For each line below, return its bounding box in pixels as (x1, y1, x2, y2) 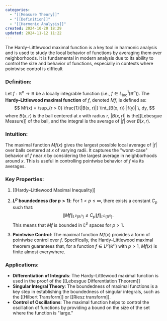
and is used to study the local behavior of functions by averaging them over (5, 50, 162, 56)
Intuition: (5, 130, 28, 137)
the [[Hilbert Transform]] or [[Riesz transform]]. (12, 294, 111, 300)
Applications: (5, 261, 39, 268)
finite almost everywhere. (12, 249, 65, 255)
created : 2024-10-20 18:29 (5, 26, 62, 31)
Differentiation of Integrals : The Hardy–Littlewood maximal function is (12, 273, 159, 279)
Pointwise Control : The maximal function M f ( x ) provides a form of (12, 232, 150, 238)
